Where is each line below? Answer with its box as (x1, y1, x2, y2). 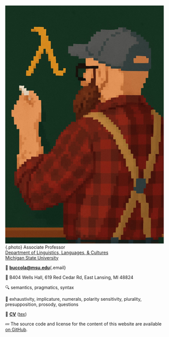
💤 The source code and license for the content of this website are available (5, 320, 162, 327)
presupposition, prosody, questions (5, 301, 79, 307)
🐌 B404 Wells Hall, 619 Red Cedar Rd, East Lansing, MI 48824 (5, 274, 134, 280)
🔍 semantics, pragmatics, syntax (5, 284, 74, 290)
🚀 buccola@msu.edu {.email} (5, 265, 66, 271)
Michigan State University (5, 255, 59, 261)
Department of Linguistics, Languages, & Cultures (5, 249, 109, 256)
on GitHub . (5, 326, 28, 332)
